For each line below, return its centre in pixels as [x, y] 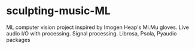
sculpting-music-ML [58, 11]
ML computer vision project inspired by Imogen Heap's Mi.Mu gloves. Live [98, 27]
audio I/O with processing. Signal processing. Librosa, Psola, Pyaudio [92, 33]
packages [19, 40]
